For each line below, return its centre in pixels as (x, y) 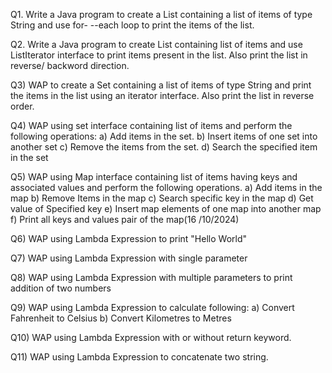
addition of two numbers (61, 288)
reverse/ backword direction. (70, 65)
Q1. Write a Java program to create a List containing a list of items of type (161, 14)
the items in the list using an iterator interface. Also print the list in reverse (162, 95)
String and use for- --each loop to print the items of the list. (132, 25)
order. (22, 106)
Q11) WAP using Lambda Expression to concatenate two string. (139, 357)
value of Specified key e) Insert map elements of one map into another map (166, 208)
